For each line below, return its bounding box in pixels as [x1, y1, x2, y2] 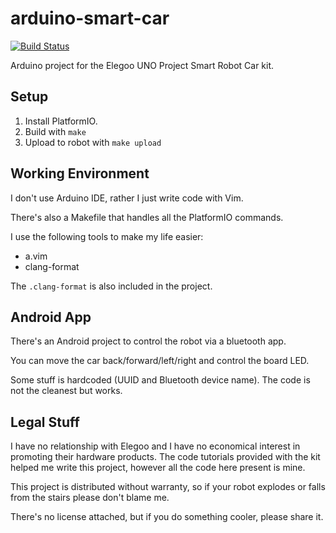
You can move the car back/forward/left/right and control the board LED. [10, 355, 310, 367]
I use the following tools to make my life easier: [10, 230, 204, 242]
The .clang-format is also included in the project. [10, 280, 213, 292]
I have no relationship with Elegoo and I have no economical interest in [10, 440, 301, 452]
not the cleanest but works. [10, 385, 123, 397]
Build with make [24, 125, 87, 137]
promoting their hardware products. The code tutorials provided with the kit [10, 451, 321, 463]
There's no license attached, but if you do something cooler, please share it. [10, 511, 324, 523]
